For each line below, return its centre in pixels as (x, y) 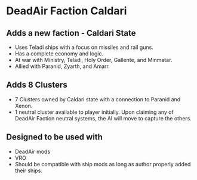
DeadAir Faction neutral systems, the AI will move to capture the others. (103, 118)
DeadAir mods (33, 151)
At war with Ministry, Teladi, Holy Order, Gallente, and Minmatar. (93, 60)
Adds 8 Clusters (37, 85)
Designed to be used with (55, 137)
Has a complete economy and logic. (59, 54)
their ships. (29, 170)
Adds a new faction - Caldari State (71, 33)
